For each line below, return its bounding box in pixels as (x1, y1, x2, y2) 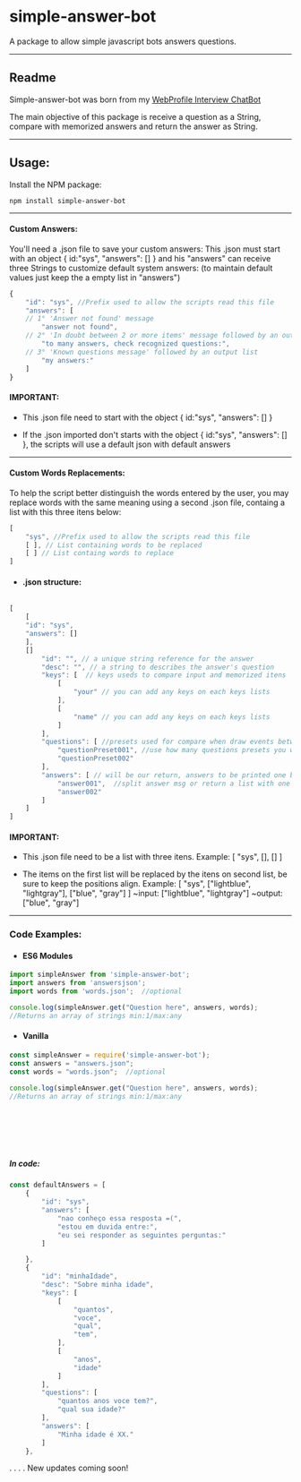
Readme (9, 70, 56, 86)
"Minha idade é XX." (56, 1430, 134, 1439)
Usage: (9, 155, 51, 171)
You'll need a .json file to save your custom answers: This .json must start (9, 244, 280, 254)
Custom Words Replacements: (9, 467, 125, 478)
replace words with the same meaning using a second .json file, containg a (9, 497, 285, 508)
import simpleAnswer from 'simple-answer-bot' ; (9, 970, 191, 980)
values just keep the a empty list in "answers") (9, 271, 181, 283)
